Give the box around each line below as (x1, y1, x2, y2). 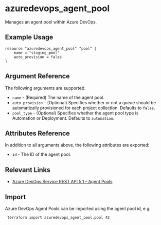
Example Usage (5, 33, 54, 41)
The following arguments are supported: (5, 85, 86, 91)
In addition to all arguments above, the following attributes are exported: (5, 142, 150, 148)
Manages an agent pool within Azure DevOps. (5, 19, 97, 25)
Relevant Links (5, 166, 51, 174)
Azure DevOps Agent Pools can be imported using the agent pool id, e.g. (5, 206, 151, 211)
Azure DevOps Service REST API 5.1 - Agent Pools (12, 179, 113, 185)
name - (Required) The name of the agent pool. (12, 94, 105, 100)
